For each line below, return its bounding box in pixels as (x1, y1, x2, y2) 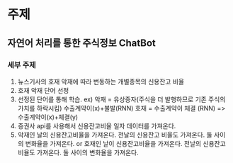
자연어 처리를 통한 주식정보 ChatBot (7, 37, 156, 49)
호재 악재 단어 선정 (17, 86, 69, 94)
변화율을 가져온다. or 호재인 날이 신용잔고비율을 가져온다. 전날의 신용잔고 (25, 139, 227, 147)
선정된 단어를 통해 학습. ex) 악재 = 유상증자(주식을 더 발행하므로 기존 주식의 (17, 95, 226, 103)
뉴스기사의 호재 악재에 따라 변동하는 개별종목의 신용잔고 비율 (17, 77, 185, 86)
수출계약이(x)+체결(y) (17, 113, 79, 121)
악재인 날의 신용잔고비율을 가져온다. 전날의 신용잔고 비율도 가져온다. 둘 (17, 130, 212, 139)
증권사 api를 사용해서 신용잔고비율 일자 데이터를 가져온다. (17, 121, 176, 130)
